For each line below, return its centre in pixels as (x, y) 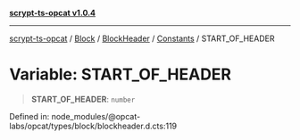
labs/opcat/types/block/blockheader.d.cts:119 (93, 126)
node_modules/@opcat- (96, 116)
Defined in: (29, 116)
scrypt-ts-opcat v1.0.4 (53, 13)
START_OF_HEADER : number (83, 99)
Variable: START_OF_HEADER (121, 74)
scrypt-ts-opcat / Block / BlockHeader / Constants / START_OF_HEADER (142, 38)
